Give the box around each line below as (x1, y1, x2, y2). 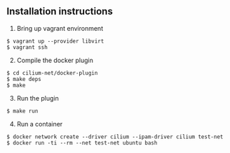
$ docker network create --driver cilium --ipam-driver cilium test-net (6, 133, 224, 140)
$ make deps (6, 75, 41, 82)
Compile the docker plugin (16, 56, 94, 64)
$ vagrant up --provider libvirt (6, 38, 104, 45)
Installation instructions (6, 6, 113, 17)
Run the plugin (16, 94, 59, 102)
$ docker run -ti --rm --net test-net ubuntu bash (6, 139, 158, 146)
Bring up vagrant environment (16, 24, 103, 32)
